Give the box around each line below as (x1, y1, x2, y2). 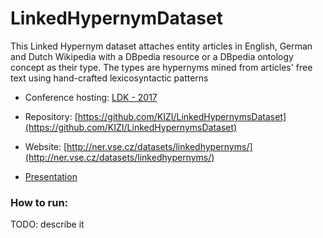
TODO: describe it (10, 218, 85, 231)
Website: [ (24, 140, 68, 152)
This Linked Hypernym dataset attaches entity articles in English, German (10, 40, 313, 52)
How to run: (10, 195, 69, 209)
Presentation (24, 170, 78, 182)
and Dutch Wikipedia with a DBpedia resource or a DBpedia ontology (10, 50, 294, 62)
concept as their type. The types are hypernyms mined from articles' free (10, 61, 313, 73)
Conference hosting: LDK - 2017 (24, 91, 158, 103)
